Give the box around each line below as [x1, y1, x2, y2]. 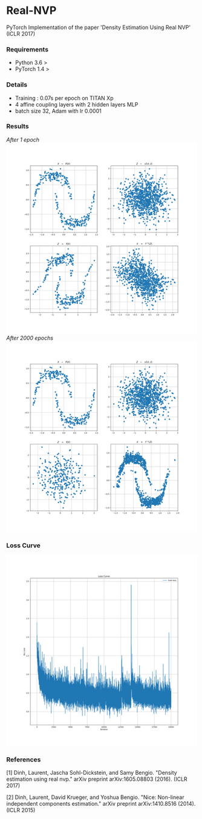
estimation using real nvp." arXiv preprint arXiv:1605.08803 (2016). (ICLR [6, 775, 187, 783]
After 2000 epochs [6, 334, 53, 341]
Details [6, 81, 28, 89]
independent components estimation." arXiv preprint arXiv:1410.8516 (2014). [6, 800, 196, 807]
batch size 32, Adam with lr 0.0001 [15, 107, 102, 114]
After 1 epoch [6, 136, 40, 143]
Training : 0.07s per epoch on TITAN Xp [15, 94, 114, 102]
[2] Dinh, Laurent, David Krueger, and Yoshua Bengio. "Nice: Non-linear [6, 794, 184, 801]
